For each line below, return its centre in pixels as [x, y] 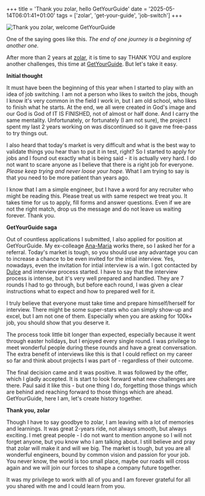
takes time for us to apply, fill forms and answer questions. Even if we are [99, 202]
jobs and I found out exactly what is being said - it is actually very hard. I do [102, 158]
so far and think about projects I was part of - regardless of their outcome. [100, 360]
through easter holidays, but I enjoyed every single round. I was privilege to [101, 341]
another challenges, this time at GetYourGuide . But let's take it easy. [92, 64]
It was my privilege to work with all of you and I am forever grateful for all [99, 479]
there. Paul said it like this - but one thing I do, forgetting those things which [102, 385]
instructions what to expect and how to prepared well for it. [81, 291]
